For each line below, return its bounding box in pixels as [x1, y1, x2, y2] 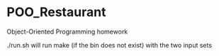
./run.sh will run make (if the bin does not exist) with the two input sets [6, 41, 213, 49]
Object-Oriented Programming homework [6, 27, 128, 36]
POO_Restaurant [6, 4, 106, 20]
